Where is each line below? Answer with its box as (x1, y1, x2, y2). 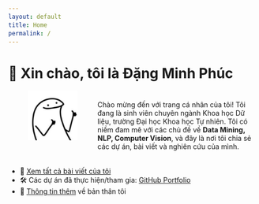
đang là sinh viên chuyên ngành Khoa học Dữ (97, 108, 246, 117)
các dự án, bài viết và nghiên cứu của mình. (97, 142, 239, 151)
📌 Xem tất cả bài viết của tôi (19, 166, 111, 176)
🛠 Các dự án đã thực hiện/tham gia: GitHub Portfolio (19, 176, 191, 185)
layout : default (8, 13, 62, 20)
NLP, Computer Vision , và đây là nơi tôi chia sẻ (97, 133, 252, 143)
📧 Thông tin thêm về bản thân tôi (19, 187, 126, 196)
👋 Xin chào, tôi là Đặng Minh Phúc (8, 64, 234, 82)
